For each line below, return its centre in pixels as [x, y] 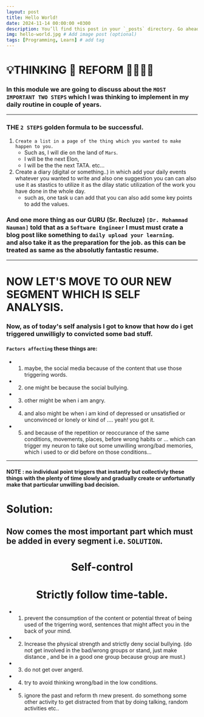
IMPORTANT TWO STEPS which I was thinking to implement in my [98, 97]
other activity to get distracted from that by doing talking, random [106, 702]
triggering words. [46, 375]
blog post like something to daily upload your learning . [90, 235]
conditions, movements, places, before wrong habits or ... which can [110, 439]
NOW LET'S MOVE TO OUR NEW [89, 282]
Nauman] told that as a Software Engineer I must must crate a [95, 227]
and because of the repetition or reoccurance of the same [97, 433]
